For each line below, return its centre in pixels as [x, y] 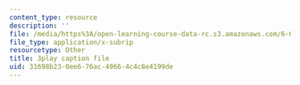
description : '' [39, 26]
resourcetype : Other [48, 50]
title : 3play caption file [59, 58]
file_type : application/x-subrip [71, 42]
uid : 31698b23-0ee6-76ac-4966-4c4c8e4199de [92, 67]
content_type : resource [54, 17]
